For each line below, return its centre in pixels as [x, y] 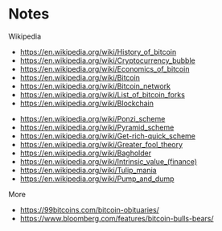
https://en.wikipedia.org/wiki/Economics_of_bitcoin [105, 68]
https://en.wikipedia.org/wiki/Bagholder [86, 153]
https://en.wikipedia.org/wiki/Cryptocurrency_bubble [107, 60]
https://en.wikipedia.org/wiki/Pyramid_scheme [97, 127]
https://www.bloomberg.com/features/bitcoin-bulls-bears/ [117, 218]
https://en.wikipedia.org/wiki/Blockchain [87, 103]
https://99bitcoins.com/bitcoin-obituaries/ [89, 209]
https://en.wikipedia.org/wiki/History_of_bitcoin [98, 52]
